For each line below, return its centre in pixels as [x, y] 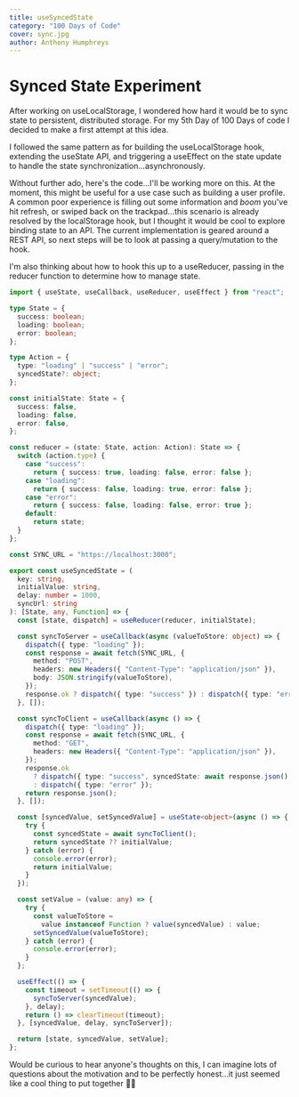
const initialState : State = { [67, 398]
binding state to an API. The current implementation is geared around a [139, 230]
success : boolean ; [52, 317]
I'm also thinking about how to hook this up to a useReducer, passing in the [147, 267]
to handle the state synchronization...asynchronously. [108, 166]
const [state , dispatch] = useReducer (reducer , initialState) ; [137, 620]
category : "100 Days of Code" [65, 26]
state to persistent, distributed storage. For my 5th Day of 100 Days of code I [149, 120]
